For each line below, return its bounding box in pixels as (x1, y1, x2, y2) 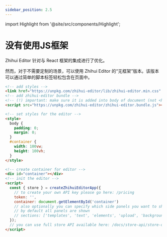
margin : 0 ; (14, 130, 37, 135)
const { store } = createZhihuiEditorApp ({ (9, 185, 101, 191)
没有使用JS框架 (5, 40, 69, 51)
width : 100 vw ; (14, 144, 43, 149)
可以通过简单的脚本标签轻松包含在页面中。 (5, 74, 92, 80)
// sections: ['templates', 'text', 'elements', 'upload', (14, 213, 139, 218)
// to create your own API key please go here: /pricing (14, 190, 135, 195)
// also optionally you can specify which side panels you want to (14, 204, 157, 209)
